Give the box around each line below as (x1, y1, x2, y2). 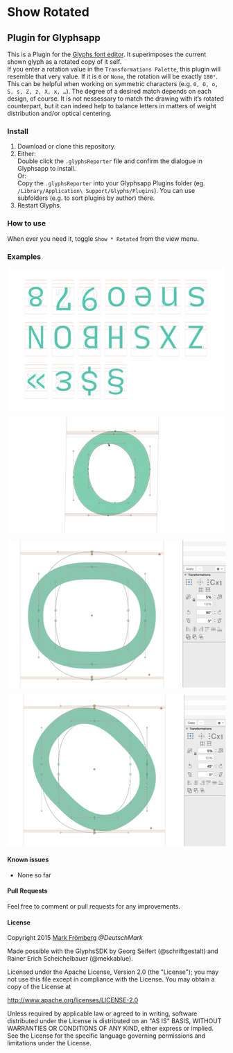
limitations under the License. (7, 1039, 92, 1047)
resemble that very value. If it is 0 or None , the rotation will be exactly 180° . (7, 72, 218, 81)
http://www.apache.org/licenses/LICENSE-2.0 (7, 996, 139, 1004)
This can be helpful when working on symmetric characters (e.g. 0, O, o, (7, 80, 218, 87)
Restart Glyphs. (17, 201, 62, 210)
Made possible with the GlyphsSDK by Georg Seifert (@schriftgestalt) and (7, 947, 218, 955)
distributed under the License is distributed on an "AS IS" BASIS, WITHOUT (7, 1017, 222, 1025)
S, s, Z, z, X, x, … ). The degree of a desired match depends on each (7, 87, 212, 95)
